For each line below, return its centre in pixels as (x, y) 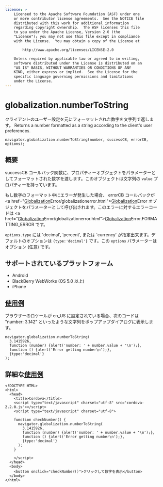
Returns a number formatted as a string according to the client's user (83, 125)
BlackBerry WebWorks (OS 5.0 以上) (48, 281)
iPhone (19, 287)
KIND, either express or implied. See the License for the (76, 72)
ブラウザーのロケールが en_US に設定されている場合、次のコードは (72, 316)
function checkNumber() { (40, 420)
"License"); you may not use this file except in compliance (77, 37)
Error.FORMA (144, 218)
